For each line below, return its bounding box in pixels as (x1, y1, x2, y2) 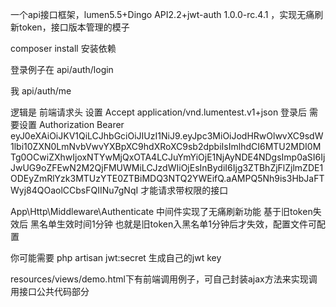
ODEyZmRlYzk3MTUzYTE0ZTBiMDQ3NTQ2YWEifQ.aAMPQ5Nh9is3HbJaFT (10, 173, 325, 184)
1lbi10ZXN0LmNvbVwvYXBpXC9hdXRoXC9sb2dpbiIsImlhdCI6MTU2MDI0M (10, 141, 322, 152)
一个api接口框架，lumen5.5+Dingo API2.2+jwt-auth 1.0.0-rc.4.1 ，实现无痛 (10, 9, 315, 20)
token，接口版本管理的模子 (18, 21, 130, 33)
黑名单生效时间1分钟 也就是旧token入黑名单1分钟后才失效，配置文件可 (29, 218, 317, 230)
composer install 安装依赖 (10, 43, 117, 54)
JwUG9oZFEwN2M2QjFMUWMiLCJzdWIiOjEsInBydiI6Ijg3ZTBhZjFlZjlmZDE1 (10, 162, 324, 173)
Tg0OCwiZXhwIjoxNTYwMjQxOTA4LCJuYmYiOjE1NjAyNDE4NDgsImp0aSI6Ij (10, 151, 326, 163)
